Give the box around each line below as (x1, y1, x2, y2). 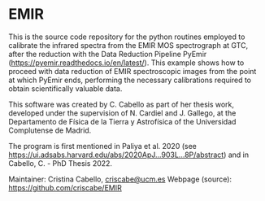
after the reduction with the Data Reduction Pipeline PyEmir (8, 49, 207, 59)
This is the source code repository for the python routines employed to (8, 32, 245, 42)
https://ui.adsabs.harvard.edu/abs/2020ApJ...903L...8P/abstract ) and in (8, 150, 250, 159)
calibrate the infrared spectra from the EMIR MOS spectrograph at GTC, (8, 40, 249, 50)
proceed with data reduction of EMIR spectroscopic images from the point (8, 66, 257, 76)
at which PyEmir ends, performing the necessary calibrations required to (8, 75, 252, 85)
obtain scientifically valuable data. (8, 83, 123, 94)
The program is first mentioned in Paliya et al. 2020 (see (8, 141, 197, 151)
